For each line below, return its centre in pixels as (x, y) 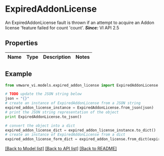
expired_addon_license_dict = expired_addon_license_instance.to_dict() (81, 130)
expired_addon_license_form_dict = (41, 139)
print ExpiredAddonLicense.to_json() (43, 117)
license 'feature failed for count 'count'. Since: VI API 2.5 (62, 27)
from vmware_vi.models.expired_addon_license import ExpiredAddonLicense (82, 85)
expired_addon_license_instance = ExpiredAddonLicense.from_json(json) (79, 108)
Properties (21, 43)
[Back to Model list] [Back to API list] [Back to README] (61, 149)
